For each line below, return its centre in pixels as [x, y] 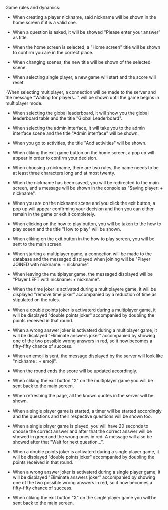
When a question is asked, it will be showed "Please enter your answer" [87, 32]
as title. [20, 37]
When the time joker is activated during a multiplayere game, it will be [84, 289]
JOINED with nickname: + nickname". [51, 264]
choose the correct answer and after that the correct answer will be [82, 431]
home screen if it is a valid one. [45, 22]
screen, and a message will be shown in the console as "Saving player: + [88, 188]
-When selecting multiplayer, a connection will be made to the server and [81, 92]
